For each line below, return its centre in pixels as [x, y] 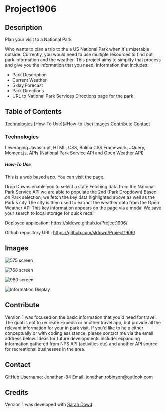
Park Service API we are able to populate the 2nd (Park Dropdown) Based [81, 192]
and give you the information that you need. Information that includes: [77, 65]
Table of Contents [34, 112]
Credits [17, 392]
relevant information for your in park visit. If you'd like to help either [74, 328]
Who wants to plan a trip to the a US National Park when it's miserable [77, 49]
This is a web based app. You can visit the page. [55, 177]
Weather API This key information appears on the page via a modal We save [83, 208]
